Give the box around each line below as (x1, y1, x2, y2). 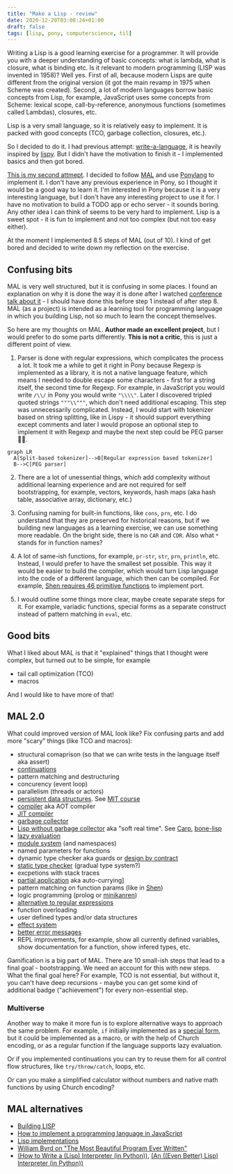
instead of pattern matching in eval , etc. (17, 610, 132, 618)
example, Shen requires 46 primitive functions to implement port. (17, 581, 204, 590)
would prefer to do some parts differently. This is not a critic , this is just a (7, 333, 218, 342)
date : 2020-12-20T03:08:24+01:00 (7, 17, 104, 24)
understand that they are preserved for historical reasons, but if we (17, 517, 210, 525)
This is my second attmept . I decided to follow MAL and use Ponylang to (7, 171, 214, 179)
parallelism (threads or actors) (17, 787, 104, 795)
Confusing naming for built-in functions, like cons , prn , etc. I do (17, 509, 198, 517)
